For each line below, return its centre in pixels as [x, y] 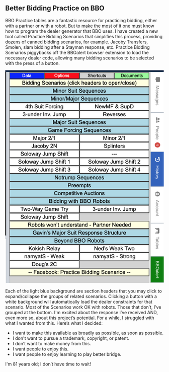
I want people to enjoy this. [40, 349]
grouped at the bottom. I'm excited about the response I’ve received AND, [82, 312]
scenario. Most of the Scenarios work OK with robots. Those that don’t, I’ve [83, 307]
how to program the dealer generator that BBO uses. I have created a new [82, 31]
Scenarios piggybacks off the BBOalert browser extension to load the [77, 52]
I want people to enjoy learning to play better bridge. [67, 354]
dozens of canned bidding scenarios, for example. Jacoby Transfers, [77, 42]
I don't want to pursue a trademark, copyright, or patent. [71, 338]
